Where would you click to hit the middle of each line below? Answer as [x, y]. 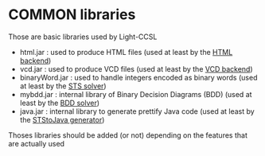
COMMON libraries [72, 15]
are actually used [37, 143]
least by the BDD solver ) [60, 103]
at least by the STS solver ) [63, 86]
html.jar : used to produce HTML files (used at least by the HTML [126, 52]
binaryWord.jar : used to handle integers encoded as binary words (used [138, 77]
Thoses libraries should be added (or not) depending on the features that [128, 135]
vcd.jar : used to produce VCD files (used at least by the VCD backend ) [136, 68]
